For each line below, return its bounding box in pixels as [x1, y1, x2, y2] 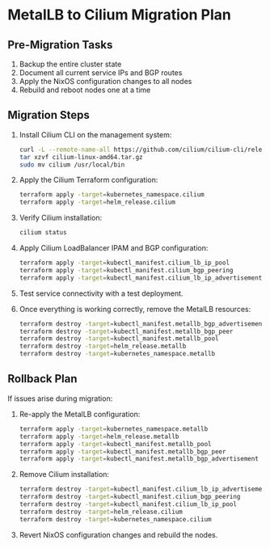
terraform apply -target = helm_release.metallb [19, 432, 179, 441]
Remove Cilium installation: [19, 470, 110, 479]
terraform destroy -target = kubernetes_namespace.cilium [19, 515, 212, 523]
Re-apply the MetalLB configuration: [19, 409, 141, 419]
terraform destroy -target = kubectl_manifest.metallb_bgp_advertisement [19, 319, 266, 328]
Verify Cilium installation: [19, 213, 103, 223]
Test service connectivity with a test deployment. [19, 289, 184, 298]
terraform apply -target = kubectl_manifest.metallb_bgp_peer [19, 447, 226, 456]
